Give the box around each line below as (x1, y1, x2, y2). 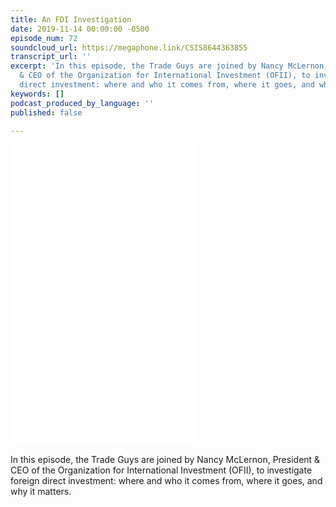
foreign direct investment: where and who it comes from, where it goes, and (10, 475, 323, 487)
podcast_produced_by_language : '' (10, 98, 155, 108)
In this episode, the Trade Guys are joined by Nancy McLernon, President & (10, 454, 321, 466)
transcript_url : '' (10, 52, 92, 62)
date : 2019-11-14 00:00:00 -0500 (10, 24, 150, 34)
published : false (10, 107, 83, 118)
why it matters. (10, 486, 72, 498)
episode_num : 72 (10, 33, 78, 43)
